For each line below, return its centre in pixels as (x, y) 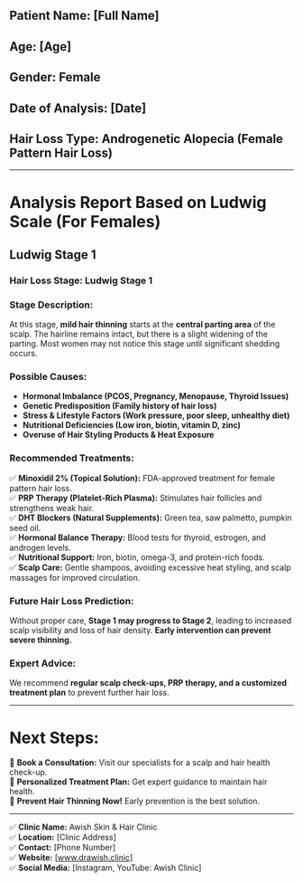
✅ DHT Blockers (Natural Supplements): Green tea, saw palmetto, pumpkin (151, 517)
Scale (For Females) (85, 221)
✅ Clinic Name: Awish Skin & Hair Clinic (83, 827)
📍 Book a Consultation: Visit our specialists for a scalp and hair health (140, 763)
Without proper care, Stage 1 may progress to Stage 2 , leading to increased (151, 621)
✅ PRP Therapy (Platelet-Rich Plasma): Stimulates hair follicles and (136, 498)
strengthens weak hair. (52, 507)
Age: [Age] (41, 47)
